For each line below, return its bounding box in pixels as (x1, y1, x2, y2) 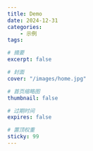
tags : (7, 37, 23, 44)
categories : (7, 23, 42, 30)
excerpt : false (7, 56, 52, 64)
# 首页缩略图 (7, 87, 40, 95)
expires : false (7, 114, 52, 121)
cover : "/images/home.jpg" (7, 75, 87, 82)
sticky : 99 (7, 133, 39, 140)
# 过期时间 (7, 107, 35, 114)
